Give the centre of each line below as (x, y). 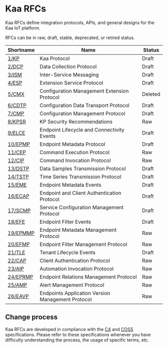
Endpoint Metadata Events (70, 185)
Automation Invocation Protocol (77, 268)
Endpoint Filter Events (65, 222)
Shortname (21, 50)
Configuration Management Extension (84, 91)
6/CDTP (17, 105)
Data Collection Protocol (68, 67)
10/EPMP (19, 144)
